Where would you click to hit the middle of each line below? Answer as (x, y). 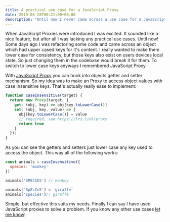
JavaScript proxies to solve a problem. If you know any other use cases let (83, 209)
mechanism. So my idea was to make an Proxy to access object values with (84, 81)
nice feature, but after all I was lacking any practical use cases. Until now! (82, 39)
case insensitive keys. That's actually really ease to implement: (71, 86)
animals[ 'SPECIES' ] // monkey (37, 180)
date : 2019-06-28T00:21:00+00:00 (40, 15)
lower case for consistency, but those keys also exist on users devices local (84, 55)
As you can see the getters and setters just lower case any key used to (79, 147)
